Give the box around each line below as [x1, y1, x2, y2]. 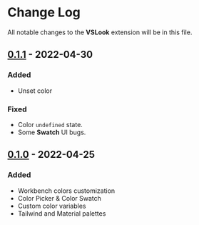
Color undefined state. [17, 120, 83, 129]
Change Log [7, 4, 81, 21]
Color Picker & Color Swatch [17, 194, 102, 202]
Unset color [17, 86, 53, 95]
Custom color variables [17, 201, 86, 210]
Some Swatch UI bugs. [17, 128, 86, 136]
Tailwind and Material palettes [17, 209, 106, 218]
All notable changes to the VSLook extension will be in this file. [7, 28, 193, 36]
